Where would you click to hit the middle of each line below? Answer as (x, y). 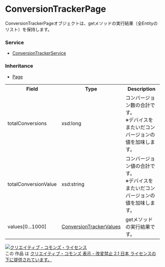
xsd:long (71, 123)
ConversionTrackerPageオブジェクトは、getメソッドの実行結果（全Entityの (82, 23)
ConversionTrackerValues (91, 226)
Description (141, 89)
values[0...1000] (27, 226)
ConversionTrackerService (39, 53)
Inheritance (19, 66)
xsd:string (73, 184)
